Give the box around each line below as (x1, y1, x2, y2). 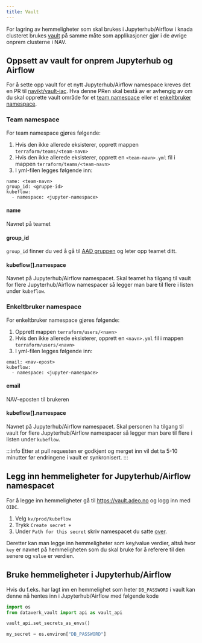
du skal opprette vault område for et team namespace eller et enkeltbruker (6, 94, 191, 101)
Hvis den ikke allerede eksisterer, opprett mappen (14, 141, 139, 148)
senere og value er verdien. (6, 552, 75, 559)
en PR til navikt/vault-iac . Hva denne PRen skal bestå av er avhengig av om (6, 88, 193, 95)
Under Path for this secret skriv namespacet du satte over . (14, 528, 167, 535)
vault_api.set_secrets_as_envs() (6, 620, 90, 627)
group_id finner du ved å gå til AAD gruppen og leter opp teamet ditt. (6, 248, 177, 255)
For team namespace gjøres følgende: (6, 129, 101, 136)
